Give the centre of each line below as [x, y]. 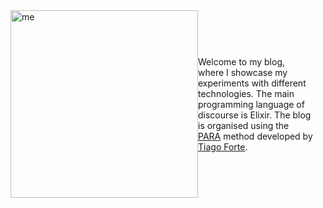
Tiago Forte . [223, 146]
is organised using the [244, 125]
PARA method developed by [255, 136]
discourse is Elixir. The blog [255, 115]
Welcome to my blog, [242, 61]
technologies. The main [246, 93]
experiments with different [252, 83]
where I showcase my [243, 72]
